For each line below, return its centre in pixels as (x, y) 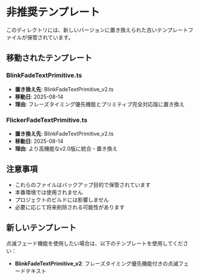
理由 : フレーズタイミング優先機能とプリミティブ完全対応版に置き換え (99, 104)
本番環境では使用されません (49, 192)
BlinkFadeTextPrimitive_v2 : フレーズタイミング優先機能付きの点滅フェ (102, 263)
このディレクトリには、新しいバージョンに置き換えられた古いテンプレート (97, 30)
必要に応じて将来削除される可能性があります (70, 207)
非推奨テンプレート (53, 12)
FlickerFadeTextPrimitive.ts (47, 120)
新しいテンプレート (41, 228)
